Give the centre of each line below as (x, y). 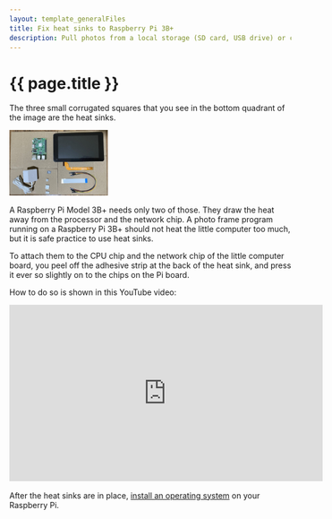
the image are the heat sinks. (63, 117)
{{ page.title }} (64, 83)
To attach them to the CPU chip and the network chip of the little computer (147, 255)
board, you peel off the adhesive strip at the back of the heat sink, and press (150, 265)
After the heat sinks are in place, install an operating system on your (135, 495)
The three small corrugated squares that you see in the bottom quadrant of (147, 108)
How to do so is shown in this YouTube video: (93, 292)
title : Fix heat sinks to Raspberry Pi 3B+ (92, 28)
